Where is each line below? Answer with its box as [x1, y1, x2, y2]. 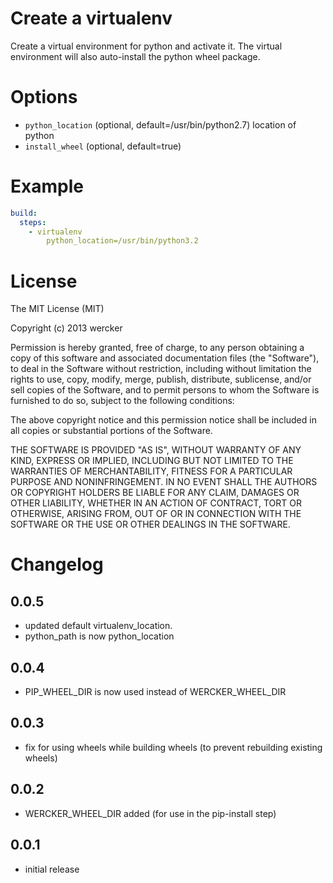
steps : [19, 217, 47, 227]
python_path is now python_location [24, 630, 175, 642]
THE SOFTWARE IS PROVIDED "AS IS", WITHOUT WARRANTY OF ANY [10, 444, 302, 456]
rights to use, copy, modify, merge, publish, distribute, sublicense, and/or [10, 373, 312, 386]
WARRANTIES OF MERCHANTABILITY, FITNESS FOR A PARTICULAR [10, 465, 293, 477]
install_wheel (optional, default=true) [24, 140, 182, 152]
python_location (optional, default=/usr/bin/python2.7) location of [24, 118, 297, 131]
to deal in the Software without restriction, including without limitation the [10, 363, 312, 375]
